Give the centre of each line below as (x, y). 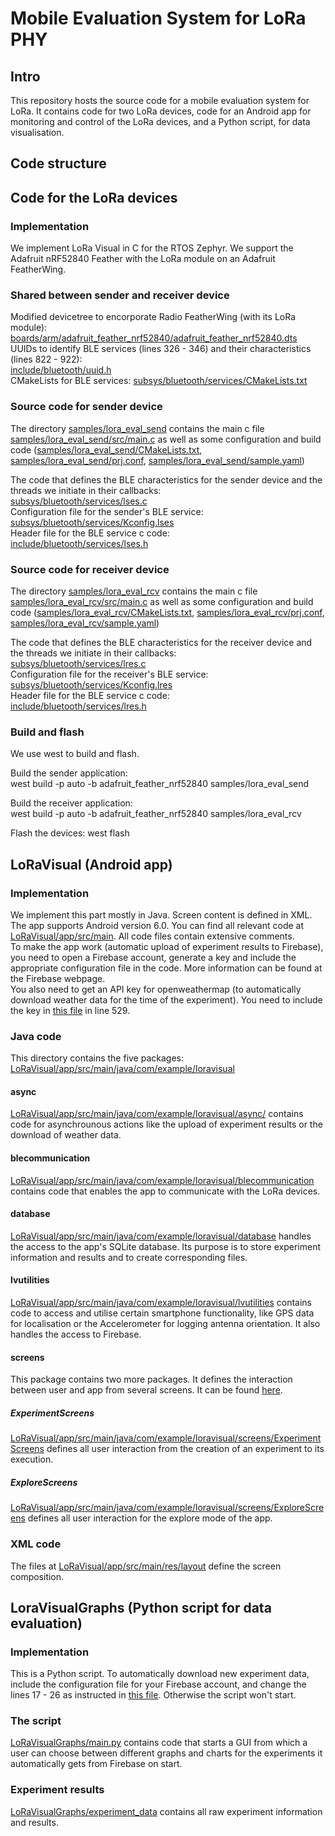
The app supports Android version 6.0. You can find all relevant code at (157, 925)
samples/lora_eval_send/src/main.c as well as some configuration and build (166, 439)
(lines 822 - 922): (46, 359)
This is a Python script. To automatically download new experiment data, (160, 1674)
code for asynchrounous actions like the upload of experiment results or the (166, 1124)
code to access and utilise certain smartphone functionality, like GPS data (162, 1313)
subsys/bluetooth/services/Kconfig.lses (92, 522)
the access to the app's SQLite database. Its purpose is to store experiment (166, 1246)
